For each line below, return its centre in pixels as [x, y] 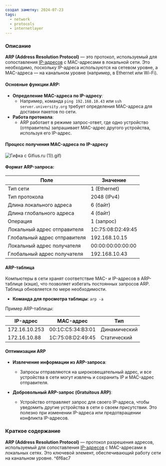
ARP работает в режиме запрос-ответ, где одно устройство [84, 122]
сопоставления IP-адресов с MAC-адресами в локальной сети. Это [77, 62]
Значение [114, 180]
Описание [18, 46]
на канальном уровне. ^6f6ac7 [38, 458]
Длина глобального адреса [41, 213]
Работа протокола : [33, 117]
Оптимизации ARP [25, 351]
